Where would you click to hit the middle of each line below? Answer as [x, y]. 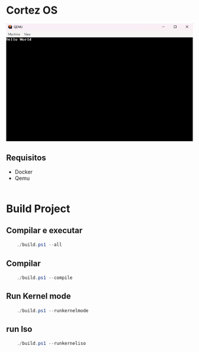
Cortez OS [32, 10]
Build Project [38, 209]
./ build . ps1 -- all [39, 245]
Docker [24, 172]
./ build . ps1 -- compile [45, 278]
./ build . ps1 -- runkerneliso [51, 344]
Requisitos [26, 158]
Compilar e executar [44, 230]
